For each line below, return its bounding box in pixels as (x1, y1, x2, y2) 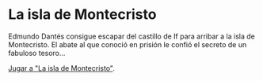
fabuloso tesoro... (8, 48, 66, 57)
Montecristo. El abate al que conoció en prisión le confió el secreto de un (8, 39, 247, 49)
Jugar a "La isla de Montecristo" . (8, 63, 115, 72)
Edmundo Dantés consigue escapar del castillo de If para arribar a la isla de (8, 31, 255, 41)
